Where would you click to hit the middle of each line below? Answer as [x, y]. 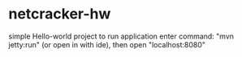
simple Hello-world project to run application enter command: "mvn [121, 36]
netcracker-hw [60, 14]
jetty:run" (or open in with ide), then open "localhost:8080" [107, 44]
